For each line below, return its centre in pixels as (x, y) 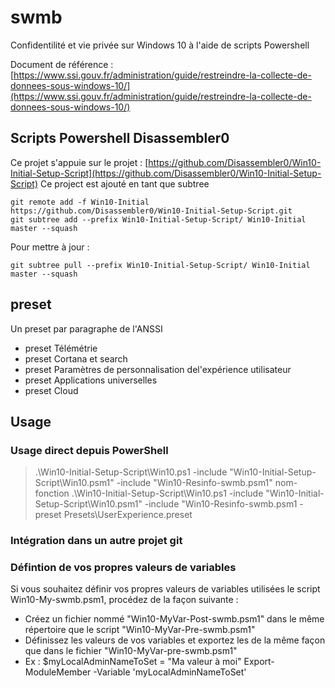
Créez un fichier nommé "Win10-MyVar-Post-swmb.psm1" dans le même (174, 619)
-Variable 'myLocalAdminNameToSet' (170, 672)
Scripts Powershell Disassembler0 (120, 138)
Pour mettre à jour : (50, 247)
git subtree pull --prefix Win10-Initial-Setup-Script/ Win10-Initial (160, 265)
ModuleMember (58, 672)
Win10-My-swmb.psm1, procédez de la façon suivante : (124, 600)
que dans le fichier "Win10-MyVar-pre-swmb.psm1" (131, 651)
